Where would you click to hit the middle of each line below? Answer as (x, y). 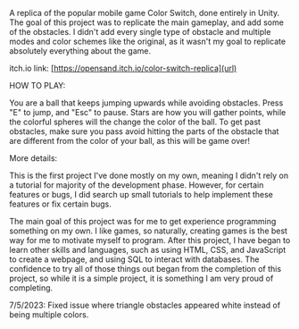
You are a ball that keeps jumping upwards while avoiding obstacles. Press (146, 103)
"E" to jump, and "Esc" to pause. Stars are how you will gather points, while (148, 112)
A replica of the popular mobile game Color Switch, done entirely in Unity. (144, 13)
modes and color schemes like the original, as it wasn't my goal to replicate (148, 41)
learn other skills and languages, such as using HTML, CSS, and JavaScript (148, 250)
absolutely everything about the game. (80, 51)
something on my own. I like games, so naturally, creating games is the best (149, 231)
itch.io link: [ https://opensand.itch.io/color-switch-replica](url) (123, 68)
